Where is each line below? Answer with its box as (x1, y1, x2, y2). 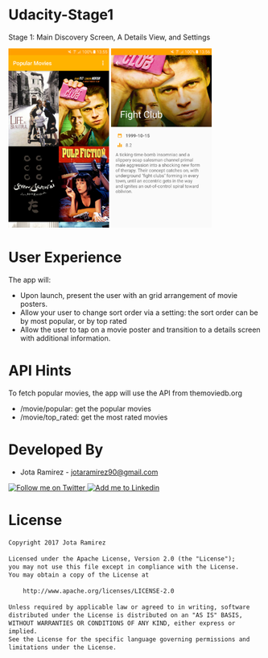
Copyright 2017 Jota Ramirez (8, 538, 106, 547)
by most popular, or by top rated (19, 316, 127, 325)
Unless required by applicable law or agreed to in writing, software (8, 602, 250, 611)
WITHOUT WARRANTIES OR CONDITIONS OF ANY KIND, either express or (8, 619, 236, 627)
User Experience (8, 248, 122, 267)
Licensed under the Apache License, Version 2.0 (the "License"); (8, 554, 236, 563)
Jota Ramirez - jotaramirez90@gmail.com (19, 467, 159, 477)
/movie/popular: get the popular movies (19, 403, 151, 413)
